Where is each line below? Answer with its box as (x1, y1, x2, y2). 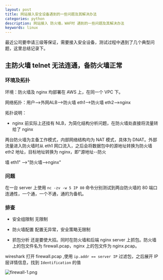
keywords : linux (5, 25, 38, 30)
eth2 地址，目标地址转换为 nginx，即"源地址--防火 (5, 149, 106, 154)
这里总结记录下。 (13, 45, 48, 51)
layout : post (5, 7, 32, 12)
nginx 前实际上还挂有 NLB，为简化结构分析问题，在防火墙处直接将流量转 (12, 120, 159, 126)
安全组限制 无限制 (12, 216, 48, 222)
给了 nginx (12, 126, 33, 132)
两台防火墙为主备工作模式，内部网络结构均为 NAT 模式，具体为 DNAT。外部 (5, 136, 158, 142)
